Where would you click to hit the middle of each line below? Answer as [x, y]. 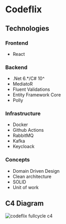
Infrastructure [23, 114]
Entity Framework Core [37, 95]
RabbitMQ [23, 136]
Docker [20, 125]
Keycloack [23, 147]
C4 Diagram [25, 203]
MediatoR [23, 84]
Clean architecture [32, 176]
